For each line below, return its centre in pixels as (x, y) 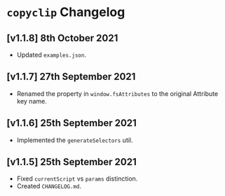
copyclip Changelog (66, 12)
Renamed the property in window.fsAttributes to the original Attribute (117, 93)
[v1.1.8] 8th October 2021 (62, 38)
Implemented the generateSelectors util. (75, 140)
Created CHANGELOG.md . (49, 186)
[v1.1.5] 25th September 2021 (72, 162)
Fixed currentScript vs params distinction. (77, 178)
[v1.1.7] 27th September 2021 (71, 77)
